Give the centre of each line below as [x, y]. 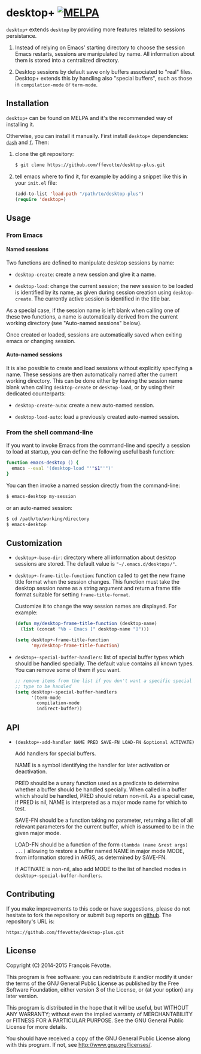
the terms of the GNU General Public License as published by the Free [93, 983]
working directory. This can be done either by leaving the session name [95, 381]
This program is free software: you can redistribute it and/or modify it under [99, 977]
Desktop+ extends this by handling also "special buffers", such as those [103, 78]
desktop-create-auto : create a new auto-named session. [84, 406]
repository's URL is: [31, 921]
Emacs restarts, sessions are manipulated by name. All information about [105, 53]
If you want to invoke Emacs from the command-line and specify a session [98, 445]
